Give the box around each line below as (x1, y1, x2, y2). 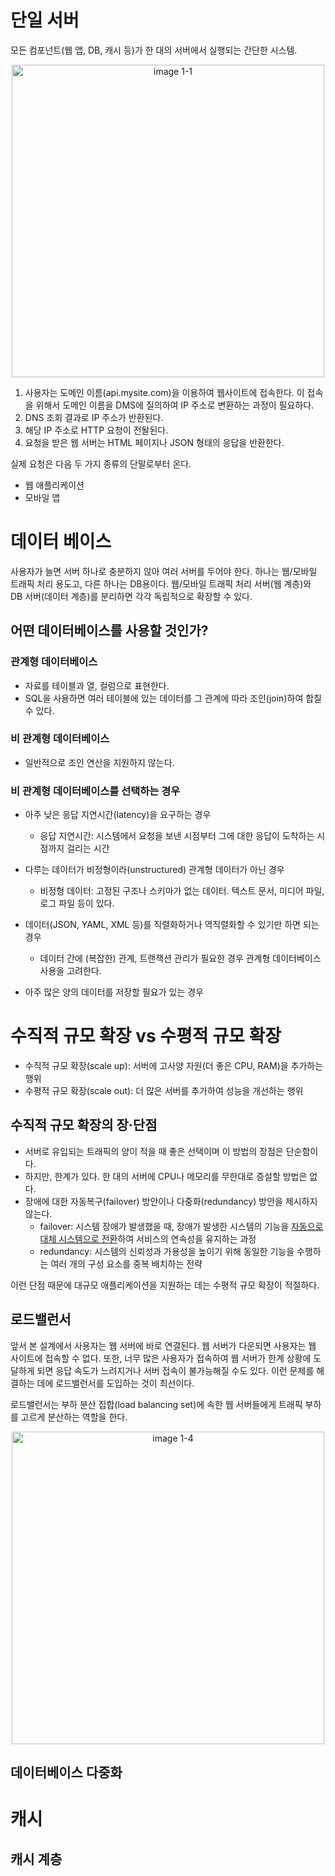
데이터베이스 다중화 (10, 1764, 123, 1781)
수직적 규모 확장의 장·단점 (10, 1117, 158, 1134)
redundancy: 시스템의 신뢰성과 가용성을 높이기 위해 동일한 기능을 (39, 1245, 295, 1257)
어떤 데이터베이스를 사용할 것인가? (10, 622, 209, 640)
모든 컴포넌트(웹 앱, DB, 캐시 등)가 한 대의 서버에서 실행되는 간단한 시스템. (10, 44, 298, 56)
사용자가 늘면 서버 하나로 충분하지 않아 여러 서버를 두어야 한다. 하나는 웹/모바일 (10, 565, 318, 577)
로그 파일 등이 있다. (39, 897, 115, 910)
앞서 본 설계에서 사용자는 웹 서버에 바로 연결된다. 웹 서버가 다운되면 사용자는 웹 (10, 1339, 317, 1351)
